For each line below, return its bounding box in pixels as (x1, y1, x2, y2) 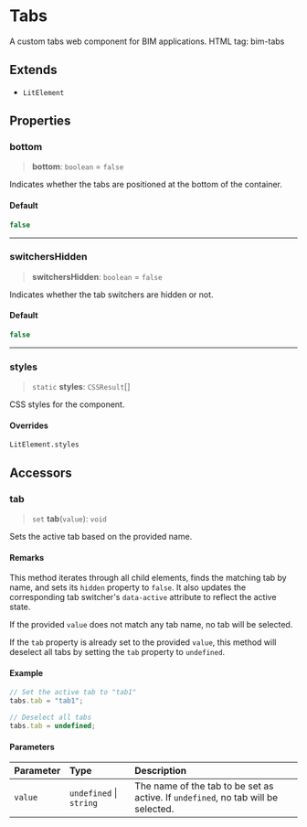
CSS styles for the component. (9, 399, 125, 410)
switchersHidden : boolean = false (31, 271, 163, 282)
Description (134, 765, 187, 778)
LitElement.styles (9, 440, 79, 449)
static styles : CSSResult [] (31, 381, 131, 392)
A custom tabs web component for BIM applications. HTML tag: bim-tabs (9, 36, 285, 47)
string (69, 798, 99, 809)
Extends (9, 62, 58, 78)
